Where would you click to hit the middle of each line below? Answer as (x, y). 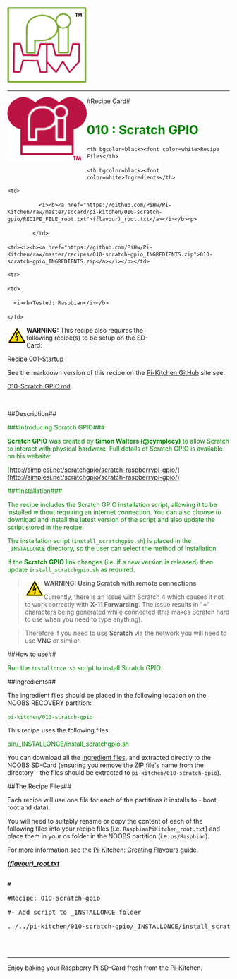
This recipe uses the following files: (59, 730)
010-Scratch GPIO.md (39, 386)
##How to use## (32, 654)
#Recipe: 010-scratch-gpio (54, 898)
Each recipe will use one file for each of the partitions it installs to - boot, (113, 800)
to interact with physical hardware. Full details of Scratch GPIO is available (115, 449)
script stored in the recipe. (46, 527)
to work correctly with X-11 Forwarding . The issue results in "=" (117, 605)
